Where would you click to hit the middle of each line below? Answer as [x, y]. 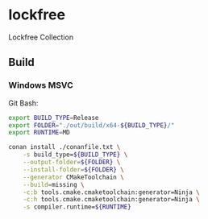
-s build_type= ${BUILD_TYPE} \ [75, 155]
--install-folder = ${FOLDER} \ [74, 169]
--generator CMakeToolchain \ [74, 177]
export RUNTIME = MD [39, 133]
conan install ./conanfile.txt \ [64, 147]
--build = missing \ [54, 184]
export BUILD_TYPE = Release [54, 118]
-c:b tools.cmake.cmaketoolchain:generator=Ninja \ [111, 192]
